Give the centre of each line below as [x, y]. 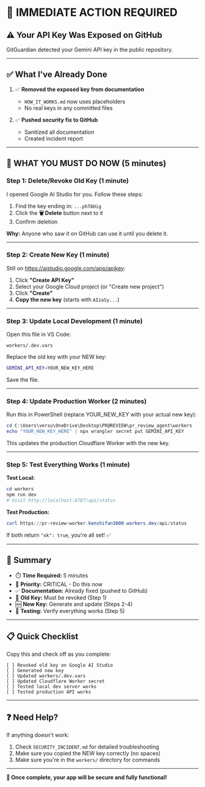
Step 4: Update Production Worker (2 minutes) [77, 401]
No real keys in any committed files [68, 108]
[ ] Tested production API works [49, 692]
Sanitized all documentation [59, 132]
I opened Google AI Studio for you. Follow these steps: [75, 194]
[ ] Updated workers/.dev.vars [46, 676]
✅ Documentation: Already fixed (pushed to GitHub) [81, 590]
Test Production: [28, 512]
